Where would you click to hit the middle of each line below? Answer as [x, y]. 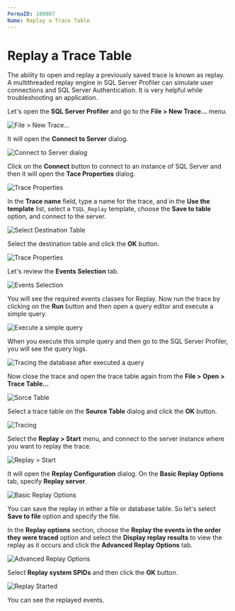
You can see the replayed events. [56, 600]
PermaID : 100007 [31, 14]
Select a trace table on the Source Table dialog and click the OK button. [112, 411]
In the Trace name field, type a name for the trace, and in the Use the [109, 201]
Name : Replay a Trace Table [49, 21]
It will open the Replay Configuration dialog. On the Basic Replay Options [116, 474]
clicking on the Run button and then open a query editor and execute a [110, 306]
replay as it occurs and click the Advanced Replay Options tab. [100, 545]
